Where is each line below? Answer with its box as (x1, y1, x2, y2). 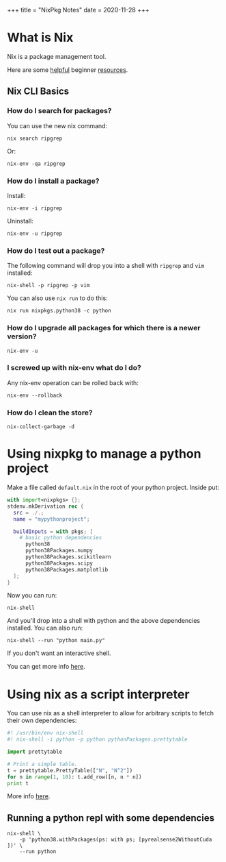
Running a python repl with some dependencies (7, 812, 215, 824)
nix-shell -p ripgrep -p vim (7, 282, 90, 289)
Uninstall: (7, 217, 34, 225)
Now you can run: (7, 591, 57, 600)
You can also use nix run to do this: (7, 294, 108, 302)
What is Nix (7, 30, 74, 45)
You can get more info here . (7, 663, 85, 671)
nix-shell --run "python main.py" (7, 637, 106, 644)
